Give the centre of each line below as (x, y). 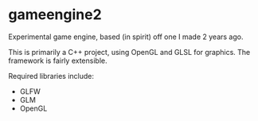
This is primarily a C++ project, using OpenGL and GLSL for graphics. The (129, 52)
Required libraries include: (51, 76)
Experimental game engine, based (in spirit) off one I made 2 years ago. (126, 37)
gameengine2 (55, 15)
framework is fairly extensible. (58, 60)
